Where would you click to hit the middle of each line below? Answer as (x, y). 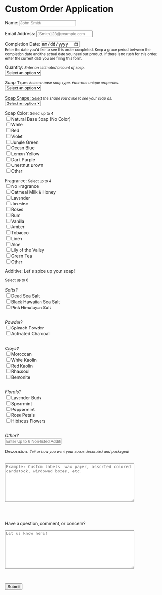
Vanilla (18, 221)
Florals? (13, 392)
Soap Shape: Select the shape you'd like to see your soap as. (59, 98)
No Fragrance (25, 186)
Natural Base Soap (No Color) (41, 119)
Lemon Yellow (25, 154)
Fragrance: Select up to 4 (28, 181)
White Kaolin (24, 360)
